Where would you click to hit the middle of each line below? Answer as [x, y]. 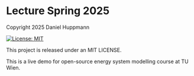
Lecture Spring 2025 [58, 11]
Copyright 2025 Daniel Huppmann [48, 27]
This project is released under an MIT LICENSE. [64, 50]
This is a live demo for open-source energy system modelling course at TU [97, 61]
